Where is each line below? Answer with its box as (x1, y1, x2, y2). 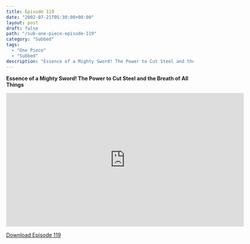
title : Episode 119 (6, 8, 55, 15)
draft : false (6, 25, 39, 31)
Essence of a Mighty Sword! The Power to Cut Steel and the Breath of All (6, 75, 189, 82)
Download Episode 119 (6, 231, 61, 238)
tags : (6, 42, 20, 48)
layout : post (6, 20, 39, 26)
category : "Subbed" (6, 36, 55, 42)
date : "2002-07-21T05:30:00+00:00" (6, 14, 94, 20)
